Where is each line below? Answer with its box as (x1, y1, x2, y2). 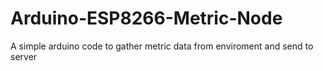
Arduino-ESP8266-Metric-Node (10, 7, 283, 30)
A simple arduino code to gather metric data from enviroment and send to (10, 40, 314, 52)
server (10, 50, 38, 62)
